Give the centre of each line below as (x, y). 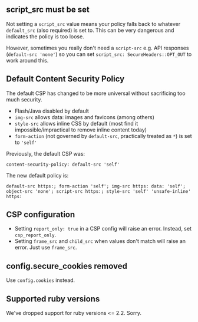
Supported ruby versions (53, 299)
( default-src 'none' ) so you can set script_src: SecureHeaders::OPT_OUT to (99, 54)
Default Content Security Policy (65, 79)
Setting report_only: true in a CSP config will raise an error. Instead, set (103, 229)
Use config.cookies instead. (41, 280)
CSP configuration (41, 215)
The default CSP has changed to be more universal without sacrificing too (96, 93)
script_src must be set (48, 10)
